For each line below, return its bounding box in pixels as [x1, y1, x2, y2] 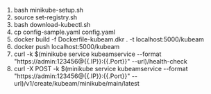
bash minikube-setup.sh [13, 6, 84, 14]
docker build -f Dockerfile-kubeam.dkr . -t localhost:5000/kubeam [13, 35, 205, 44]
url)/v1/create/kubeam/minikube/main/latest [13, 79, 140, 87]
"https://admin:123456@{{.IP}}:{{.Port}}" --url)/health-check [13, 57, 187, 65]
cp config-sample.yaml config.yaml [13, 28, 116, 36]
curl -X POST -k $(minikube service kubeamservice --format [13, 65, 188, 73]
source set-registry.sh [13, 13, 78, 21]
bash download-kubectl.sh [13, 21, 91, 28]
